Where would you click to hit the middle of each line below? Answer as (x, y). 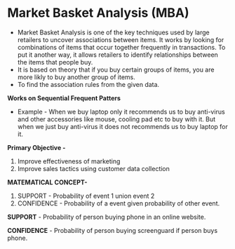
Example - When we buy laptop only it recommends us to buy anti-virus (121, 112)
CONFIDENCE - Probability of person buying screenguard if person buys (113, 230)
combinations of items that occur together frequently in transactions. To (121, 47)
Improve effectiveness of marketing (69, 161)
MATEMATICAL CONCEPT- (47, 182)
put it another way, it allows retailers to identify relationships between (118, 55)
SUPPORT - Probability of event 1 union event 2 (86, 196)
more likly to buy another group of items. (76, 77)
